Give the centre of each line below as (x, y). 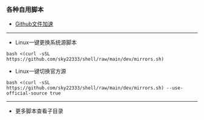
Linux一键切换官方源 (41, 72)
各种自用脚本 (25, 9)
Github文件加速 (34, 24)
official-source (27, 93)
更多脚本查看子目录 (39, 111)
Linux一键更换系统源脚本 (46, 42)
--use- (175, 88)
